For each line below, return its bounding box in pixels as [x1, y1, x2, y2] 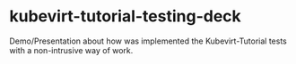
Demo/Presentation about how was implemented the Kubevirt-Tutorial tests [9, 36, 287, 46]
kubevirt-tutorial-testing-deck [9, 6, 242, 27]
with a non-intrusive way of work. [9, 44, 134, 55]
